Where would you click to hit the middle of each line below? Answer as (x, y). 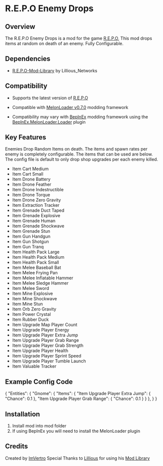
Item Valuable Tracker (34, 366)
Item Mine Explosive (32, 293)
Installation (23, 414)
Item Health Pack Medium (38, 257)
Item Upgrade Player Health (40, 351)
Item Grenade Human (34, 221)
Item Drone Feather (32, 184)
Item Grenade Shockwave (38, 226)
